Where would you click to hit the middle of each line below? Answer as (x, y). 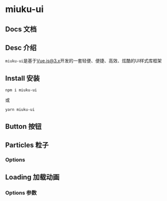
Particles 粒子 (27, 145)
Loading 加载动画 (32, 177)
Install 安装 (23, 78)
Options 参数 (21, 193)
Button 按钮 (23, 126)
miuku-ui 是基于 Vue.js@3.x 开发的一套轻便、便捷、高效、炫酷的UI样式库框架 (83, 61)
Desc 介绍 (21, 48)
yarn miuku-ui (20, 110)
